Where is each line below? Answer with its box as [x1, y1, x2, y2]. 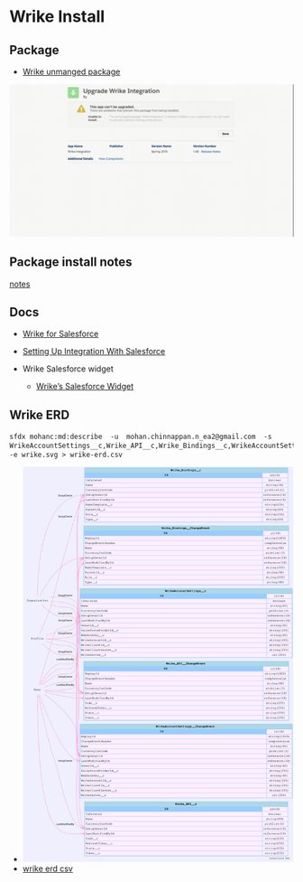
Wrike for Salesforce [22, 328, 99, 340]
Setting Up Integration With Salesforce [22, 346, 166, 357]
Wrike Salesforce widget [22, 363, 115, 374]
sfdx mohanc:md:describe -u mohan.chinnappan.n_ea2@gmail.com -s [9, 432, 272, 442]
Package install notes [9, 255, 133, 270]
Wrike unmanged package [22, 66, 121, 77]
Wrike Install [9, 6, 106, 27]
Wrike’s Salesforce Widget [35, 381, 133, 392]
